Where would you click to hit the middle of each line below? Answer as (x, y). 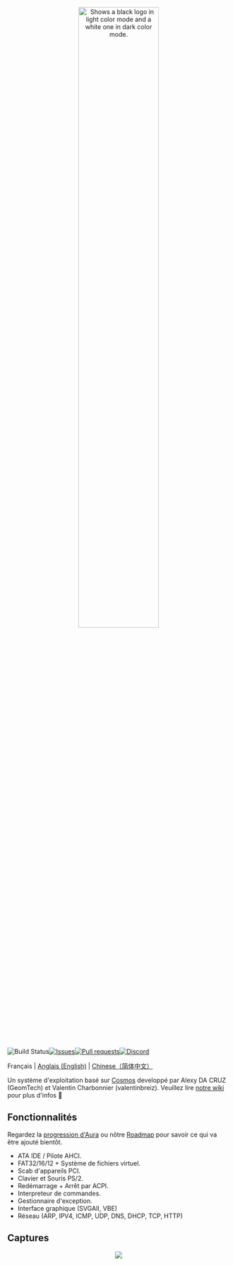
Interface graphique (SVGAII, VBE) (67, 1208)
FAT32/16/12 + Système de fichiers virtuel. (79, 1163)
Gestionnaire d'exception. (55, 1201)
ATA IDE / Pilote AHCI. (49, 1156)
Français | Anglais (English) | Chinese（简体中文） (80, 1066)
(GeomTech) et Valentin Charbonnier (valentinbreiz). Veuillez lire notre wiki (116, 1088)
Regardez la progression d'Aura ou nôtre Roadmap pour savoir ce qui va (112, 1134)
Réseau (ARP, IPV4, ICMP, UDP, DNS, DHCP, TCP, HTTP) (100, 1216)
